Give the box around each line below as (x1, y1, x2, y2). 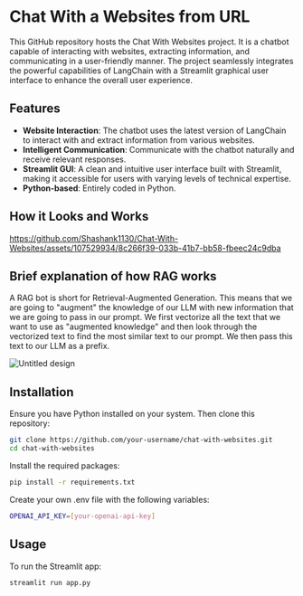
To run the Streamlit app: (9, 561, 102, 572)
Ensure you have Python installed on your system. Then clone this (9, 409, 255, 420)
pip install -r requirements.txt (9, 478, 136, 487)
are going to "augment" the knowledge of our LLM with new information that (9, 302, 294, 313)
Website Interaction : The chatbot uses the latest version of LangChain (22, 125, 287, 136)
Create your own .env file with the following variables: (9, 494, 210, 505)
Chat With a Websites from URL (9, 6, 251, 27)
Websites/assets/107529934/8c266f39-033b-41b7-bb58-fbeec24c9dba (9, 242, 282, 253)
